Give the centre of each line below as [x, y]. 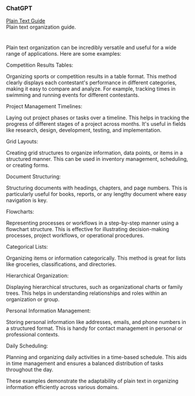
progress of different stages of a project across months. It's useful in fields [96, 124]
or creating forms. [28, 166]
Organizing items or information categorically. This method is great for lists [96, 258]
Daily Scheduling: [27, 346]
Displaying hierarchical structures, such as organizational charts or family [94, 287]
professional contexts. [33, 335]
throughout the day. [30, 370]
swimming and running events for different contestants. [73, 95]
